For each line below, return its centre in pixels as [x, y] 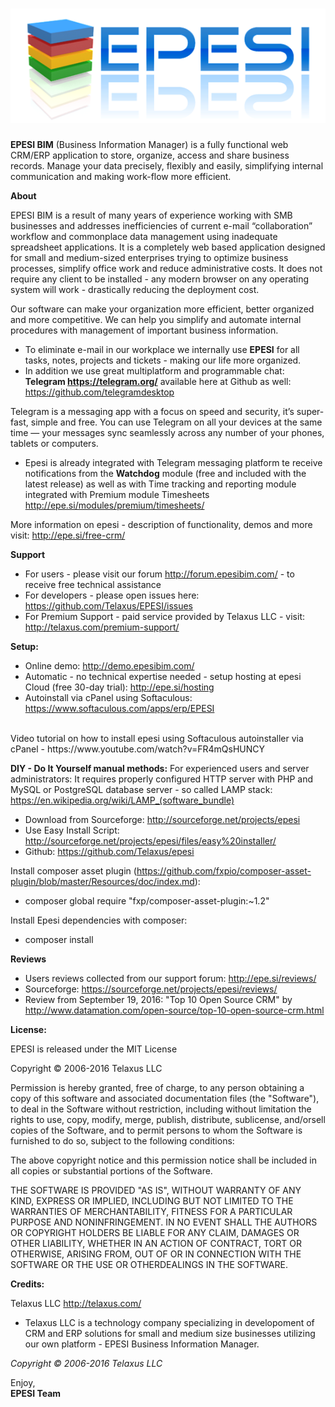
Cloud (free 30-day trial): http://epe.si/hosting [119, 687]
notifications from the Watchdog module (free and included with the [165, 474]
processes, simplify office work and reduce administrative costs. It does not [166, 269]
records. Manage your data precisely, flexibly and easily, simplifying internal [167, 166]
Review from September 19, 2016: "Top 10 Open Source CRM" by [158, 1000]
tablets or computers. [54, 444]
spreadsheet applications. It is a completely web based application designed [168, 247]
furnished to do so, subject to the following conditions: [122, 1141]
